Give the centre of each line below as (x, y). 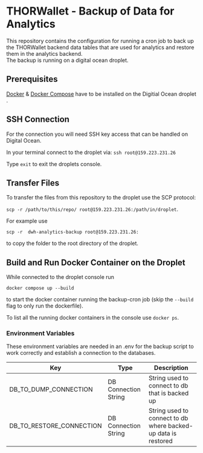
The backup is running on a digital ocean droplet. (67, 60)
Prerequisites (32, 79)
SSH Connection (38, 119)
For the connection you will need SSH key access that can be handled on (97, 134)
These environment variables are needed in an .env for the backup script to (100, 346)
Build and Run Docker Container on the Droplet (96, 262)
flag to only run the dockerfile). (45, 306)
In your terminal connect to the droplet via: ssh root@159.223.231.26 (91, 152)
